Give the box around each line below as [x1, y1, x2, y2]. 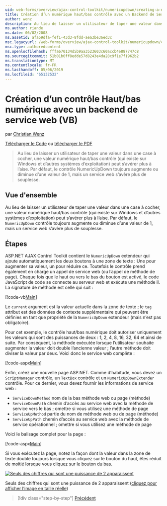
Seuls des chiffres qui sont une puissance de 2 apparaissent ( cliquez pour [5, 480, 157, 486]
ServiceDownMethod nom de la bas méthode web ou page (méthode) [12, 395, 151, 401]
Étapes [5, 240, 27, 249]
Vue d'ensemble [5, 191, 57, 199]
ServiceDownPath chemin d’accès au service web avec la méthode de [12, 401, 154, 407]
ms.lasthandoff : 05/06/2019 [5, 68, 64, 73]
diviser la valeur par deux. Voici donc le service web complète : [5, 350, 135, 356]
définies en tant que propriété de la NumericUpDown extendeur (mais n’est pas [5, 314, 162, 321]
